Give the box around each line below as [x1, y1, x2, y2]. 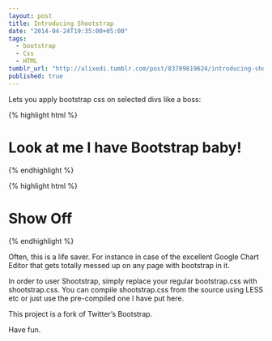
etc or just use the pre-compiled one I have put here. [8, 293, 185, 303]
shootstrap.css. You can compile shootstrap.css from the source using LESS [8, 284, 264, 294]
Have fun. [8, 325, 41, 335]
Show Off [8, 209, 73, 228]
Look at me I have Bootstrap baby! [8, 139, 242, 156]
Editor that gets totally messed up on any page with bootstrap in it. [8, 260, 231, 270]
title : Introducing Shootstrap [8, 19, 114, 28]
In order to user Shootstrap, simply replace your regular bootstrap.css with [8, 276, 257, 286]
